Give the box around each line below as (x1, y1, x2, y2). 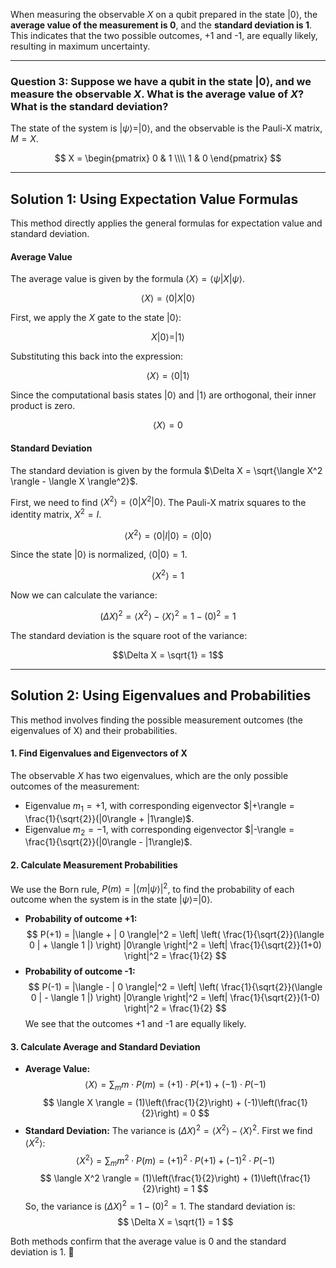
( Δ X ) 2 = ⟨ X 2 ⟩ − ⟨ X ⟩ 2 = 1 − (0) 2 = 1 (99, 609, 237, 622)
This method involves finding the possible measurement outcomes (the (10, 714, 303, 726)
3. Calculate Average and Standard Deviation (10, 1040, 201, 1053)
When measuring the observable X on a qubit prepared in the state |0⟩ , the (10, 9, 318, 20)
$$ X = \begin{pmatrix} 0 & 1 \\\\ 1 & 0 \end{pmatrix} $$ (54, 152, 282, 164)
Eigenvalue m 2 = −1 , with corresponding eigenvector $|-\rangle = (24, 823, 295, 838)
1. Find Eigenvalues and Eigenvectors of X (10, 747, 188, 759)
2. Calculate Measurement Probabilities (10, 859, 178, 871)
